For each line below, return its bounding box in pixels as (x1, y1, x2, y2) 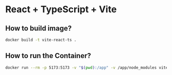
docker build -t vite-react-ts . (5, 37, 77, 42)
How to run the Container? (5, 52, 91, 60)
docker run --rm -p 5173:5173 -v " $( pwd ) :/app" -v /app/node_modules (5, 65, 157, 70)
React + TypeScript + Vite (5, 4, 117, 15)
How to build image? (5, 24, 72, 33)
